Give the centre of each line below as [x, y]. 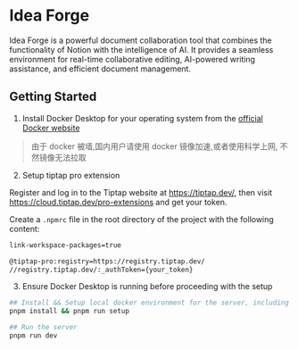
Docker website [51, 128]
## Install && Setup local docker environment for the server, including [149, 303]
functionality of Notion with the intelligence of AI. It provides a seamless [141, 49]
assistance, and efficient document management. [100, 69]
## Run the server [43, 328]
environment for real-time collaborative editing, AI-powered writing [132, 59]
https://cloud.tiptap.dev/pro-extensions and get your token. [118, 202]
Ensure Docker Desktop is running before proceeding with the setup [147, 287]
